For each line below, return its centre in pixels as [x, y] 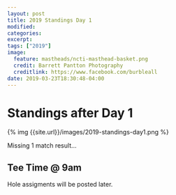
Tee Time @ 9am [45, 167]
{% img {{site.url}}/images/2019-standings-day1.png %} [88, 132]
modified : [22, 26]
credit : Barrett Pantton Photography [68, 65]
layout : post [26, 14]
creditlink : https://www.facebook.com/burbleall [86, 72]
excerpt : [20, 40]
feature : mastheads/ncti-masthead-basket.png [81, 59]
